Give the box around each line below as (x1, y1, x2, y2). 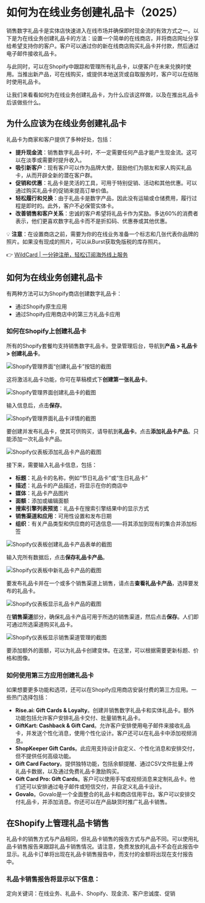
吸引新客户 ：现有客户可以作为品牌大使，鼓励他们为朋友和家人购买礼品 (15, 164, 192, 171)
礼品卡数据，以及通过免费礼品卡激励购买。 (15, 767, 123, 775)
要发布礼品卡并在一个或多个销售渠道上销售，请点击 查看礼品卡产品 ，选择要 (6, 579, 193, 587)
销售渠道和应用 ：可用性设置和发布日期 (15, 512, 112, 520)
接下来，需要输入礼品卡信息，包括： (6, 461, 98, 468)
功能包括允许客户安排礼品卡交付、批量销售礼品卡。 (15, 714, 144, 722)
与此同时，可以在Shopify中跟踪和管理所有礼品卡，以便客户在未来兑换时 (6, 62, 186, 70)
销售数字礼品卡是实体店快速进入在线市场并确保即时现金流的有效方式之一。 (6, 27, 193, 34)
